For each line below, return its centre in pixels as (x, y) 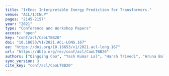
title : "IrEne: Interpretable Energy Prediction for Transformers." (78, 10)
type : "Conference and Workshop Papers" (48, 28)
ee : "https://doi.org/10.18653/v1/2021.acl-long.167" (63, 47)
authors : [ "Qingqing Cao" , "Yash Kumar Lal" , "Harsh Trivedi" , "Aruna (81, 56)
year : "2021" (19, 24)
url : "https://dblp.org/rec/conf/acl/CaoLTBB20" (57, 51)
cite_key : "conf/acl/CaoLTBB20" (39, 65)
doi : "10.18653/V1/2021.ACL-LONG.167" (46, 42)
